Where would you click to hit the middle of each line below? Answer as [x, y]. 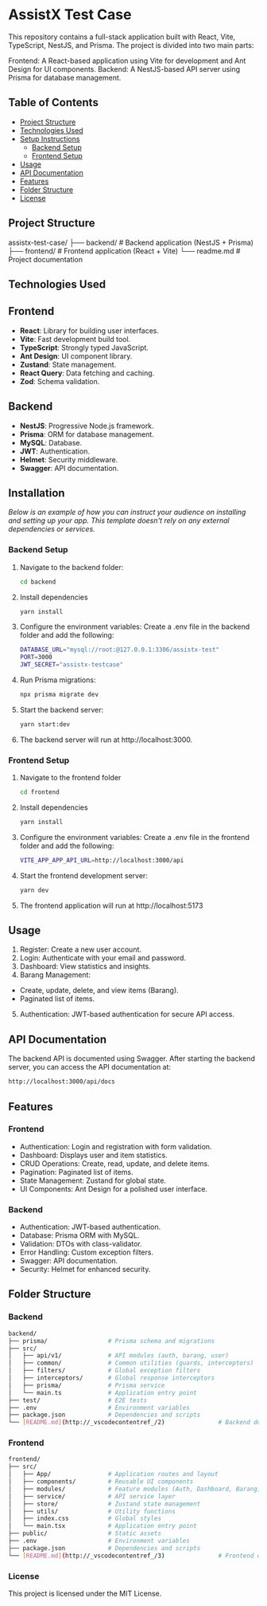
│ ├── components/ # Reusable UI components [101, 1482]
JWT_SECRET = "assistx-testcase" [72, 665]
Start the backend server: [62, 709]
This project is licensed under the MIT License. [85, 1593]
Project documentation [46, 259]
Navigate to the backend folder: [72, 567]
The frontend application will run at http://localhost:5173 [111, 905]
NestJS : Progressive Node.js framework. [87, 426]
